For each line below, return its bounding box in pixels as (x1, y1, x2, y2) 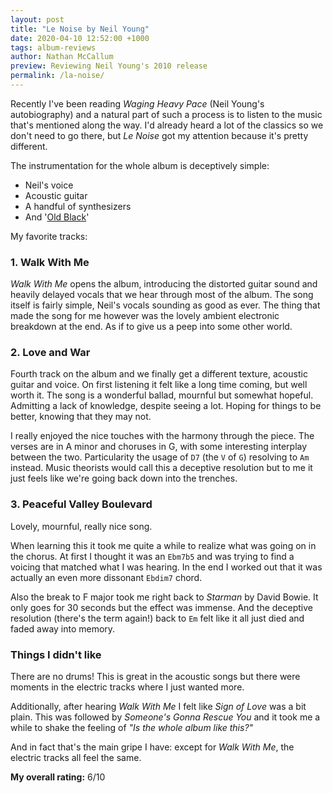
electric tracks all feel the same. (10, 752, 142, 764)
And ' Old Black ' (24, 211, 90, 223)
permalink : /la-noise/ (10, 71, 105, 81)
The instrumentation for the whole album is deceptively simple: (10, 159, 270, 171)
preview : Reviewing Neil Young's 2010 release (10, 61, 208, 71)
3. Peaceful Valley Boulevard (10, 497, 153, 511)
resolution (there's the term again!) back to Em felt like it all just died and (10, 612, 305, 624)
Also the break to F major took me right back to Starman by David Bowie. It (10, 591, 319, 603)
